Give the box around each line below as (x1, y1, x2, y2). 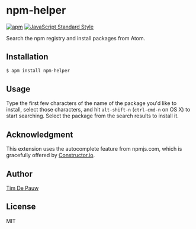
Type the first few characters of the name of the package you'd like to (6, 100, 177, 107)
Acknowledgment (6, 129, 73, 139)
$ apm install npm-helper (6, 68, 70, 74)
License (6, 202, 36, 212)
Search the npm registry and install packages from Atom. (6, 34, 146, 42)
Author (6, 168, 33, 179)
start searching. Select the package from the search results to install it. (6, 112, 179, 119)
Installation (6, 52, 49, 62)
